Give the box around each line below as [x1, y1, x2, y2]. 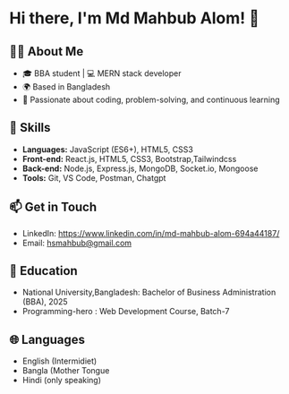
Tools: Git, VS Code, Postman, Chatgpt [21, 172, 166, 183]
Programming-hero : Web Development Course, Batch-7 [21, 306, 230, 317]
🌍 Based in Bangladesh [21, 81, 111, 92]
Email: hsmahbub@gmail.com [21, 237, 132, 248]
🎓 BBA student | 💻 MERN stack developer [21, 68, 182, 79]
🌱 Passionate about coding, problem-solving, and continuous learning [21, 94, 280, 105]
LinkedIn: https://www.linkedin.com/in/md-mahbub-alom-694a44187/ [21, 227, 280, 238]
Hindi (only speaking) [21, 375, 101, 386]
